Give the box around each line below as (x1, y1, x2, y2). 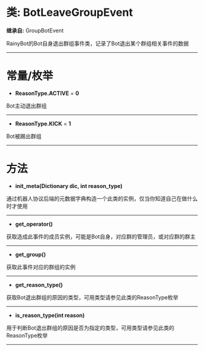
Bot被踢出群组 (6, 132, 42, 140)
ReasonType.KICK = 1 (15, 120, 71, 127)
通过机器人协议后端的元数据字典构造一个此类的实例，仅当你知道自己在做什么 (6, 195, 198, 202)
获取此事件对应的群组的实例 (6, 263, 76, 271)
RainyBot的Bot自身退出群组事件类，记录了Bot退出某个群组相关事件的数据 (6, 40, 189, 47)
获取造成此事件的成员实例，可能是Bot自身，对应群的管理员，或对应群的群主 (6, 232, 196, 240)
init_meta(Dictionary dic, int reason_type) (15, 182, 123, 189)
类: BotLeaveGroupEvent (6, 5, 134, 19)
